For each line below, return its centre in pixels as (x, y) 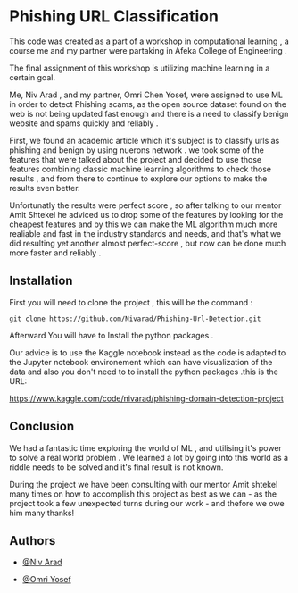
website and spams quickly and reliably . (84, 123)
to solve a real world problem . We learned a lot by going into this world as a (149, 457)
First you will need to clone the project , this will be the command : (131, 302)
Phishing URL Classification (114, 17)
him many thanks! (41, 513)
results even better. (45, 188)
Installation (41, 281)
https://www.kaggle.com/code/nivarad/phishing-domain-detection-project (146, 398)
